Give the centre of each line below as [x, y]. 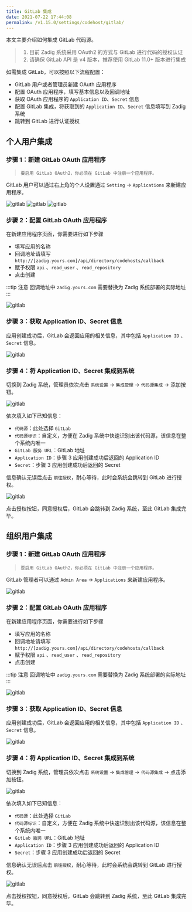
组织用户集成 [29, 536]
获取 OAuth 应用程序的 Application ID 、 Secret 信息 [77, 99]
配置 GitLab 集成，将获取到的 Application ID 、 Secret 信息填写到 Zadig [100, 107]
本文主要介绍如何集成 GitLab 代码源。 [51, 40]
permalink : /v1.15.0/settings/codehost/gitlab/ [65, 22]
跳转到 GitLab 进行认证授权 [47, 121]
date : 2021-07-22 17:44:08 [39, 17]
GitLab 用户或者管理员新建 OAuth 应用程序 [66, 84]
